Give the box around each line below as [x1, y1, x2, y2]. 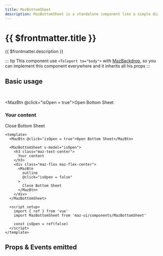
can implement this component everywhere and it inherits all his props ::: [5, 63, 150, 69]
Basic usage [5, 77, 43, 85]
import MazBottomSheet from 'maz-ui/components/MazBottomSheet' [14, 213, 147, 218]
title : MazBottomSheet [5, 7, 51, 12]
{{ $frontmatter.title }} [5, 33, 97, 44]
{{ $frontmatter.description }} [5, 49, 64, 54]
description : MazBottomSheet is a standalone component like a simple [5, 12, 151, 17]
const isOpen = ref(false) [14, 222, 68, 226]
